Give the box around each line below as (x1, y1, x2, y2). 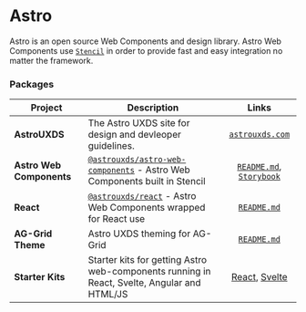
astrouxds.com (229, 130, 291, 140)
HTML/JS (87, 288, 128, 301)
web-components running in (87, 265, 211, 278)
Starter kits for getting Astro (87, 254, 208, 266)
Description (127, 101, 179, 114)
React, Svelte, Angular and (87, 276, 201, 289)
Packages (9, 78, 55, 90)
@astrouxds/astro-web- (87, 154, 187, 165)
